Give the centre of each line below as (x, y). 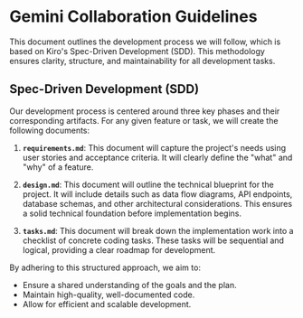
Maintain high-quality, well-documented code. (109, 295)
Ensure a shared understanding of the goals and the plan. (129, 285)
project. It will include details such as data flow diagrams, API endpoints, (157, 194)
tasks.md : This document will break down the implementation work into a (158, 230)
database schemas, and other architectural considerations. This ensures (157, 203)
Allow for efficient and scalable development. (107, 304)
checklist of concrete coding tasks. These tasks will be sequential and (153, 240)
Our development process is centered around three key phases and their (145, 111)
